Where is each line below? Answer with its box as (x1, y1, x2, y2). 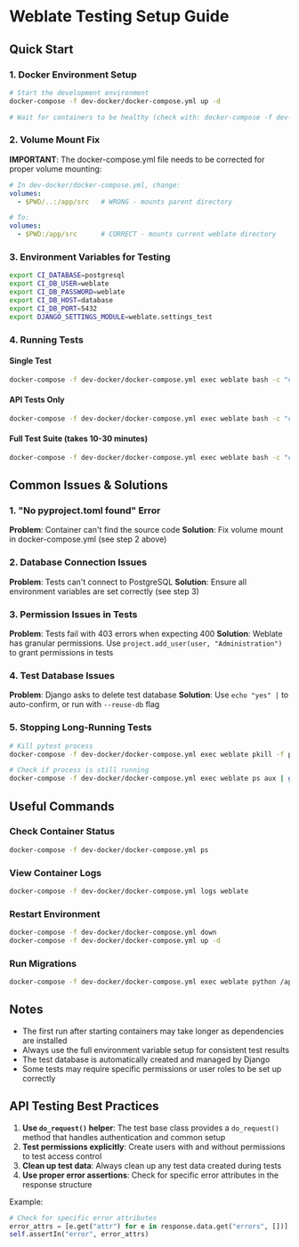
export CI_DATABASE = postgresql (9, 271, 125, 280)
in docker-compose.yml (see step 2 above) (9, 534, 167, 544)
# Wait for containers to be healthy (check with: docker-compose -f (9, 113, 273, 122)
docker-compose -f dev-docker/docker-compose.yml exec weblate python (9, 977, 277, 986)
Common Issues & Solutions (9, 478, 168, 493)
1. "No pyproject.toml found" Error (9, 504, 161, 517)
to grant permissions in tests (9, 648, 114, 658)
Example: (9, 1196, 44, 1207)
